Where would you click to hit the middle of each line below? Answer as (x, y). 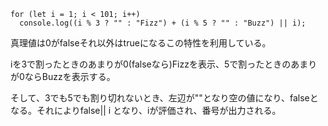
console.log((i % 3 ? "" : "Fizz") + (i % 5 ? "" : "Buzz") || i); (163, 23)
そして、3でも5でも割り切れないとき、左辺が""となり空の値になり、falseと (164, 98)
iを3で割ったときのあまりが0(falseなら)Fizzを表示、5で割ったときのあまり (164, 64)
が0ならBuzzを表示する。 (63, 76)
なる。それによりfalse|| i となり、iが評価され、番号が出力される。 (146, 110)
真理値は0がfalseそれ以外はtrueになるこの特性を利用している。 (141, 43)
